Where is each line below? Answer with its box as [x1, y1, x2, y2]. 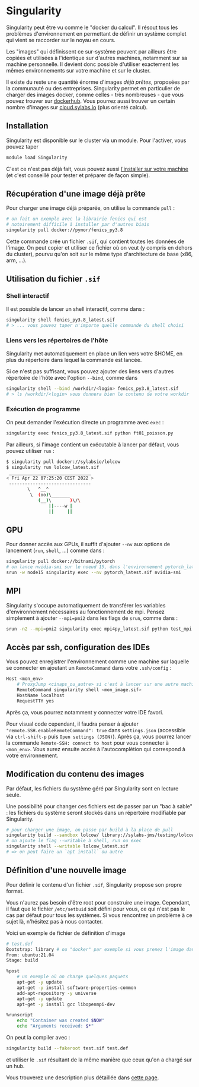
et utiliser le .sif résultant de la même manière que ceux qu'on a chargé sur [6, 1056, 192, 1063]
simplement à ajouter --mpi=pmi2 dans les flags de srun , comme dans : [6, 614, 178, 622]
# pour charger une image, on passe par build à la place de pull [6, 827, 174, 833]
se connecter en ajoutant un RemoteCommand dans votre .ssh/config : [6, 664, 172, 672]
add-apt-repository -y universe [17, 990, 97, 996]
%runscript [6, 1012, 33, 1018]
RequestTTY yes [17, 698, 54, 704]
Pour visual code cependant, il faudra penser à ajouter [6, 720, 139, 727]
